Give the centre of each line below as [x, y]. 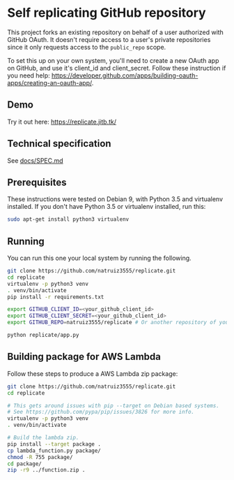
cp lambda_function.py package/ [54, 451]
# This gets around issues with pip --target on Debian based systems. [113, 406]
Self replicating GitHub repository [107, 13]
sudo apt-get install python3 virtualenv [68, 219]
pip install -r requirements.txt [56, 297]
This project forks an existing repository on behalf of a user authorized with [116, 32]
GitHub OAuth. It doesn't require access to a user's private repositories [109, 39]
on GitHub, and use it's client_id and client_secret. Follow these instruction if [117, 68]
